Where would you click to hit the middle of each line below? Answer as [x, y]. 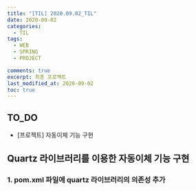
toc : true [21, 90]
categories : [24, 26]
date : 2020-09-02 [32, 20]
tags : [15, 39]
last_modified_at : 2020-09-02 [51, 83]
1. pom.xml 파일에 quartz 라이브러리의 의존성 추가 [86, 180]
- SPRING [26, 52]
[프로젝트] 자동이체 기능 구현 [55, 135]
